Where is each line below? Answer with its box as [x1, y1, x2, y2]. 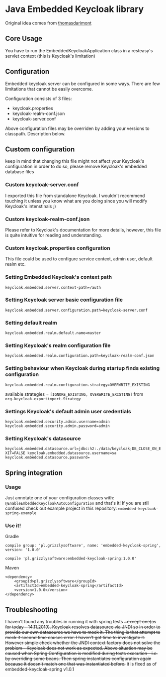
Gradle [5, 534, 19, 540]
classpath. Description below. [5, 130, 66, 136]
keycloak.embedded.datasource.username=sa [27, 451, 117, 456]
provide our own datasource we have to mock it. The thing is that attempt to [5, 629, 161, 635]
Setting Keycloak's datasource [5, 435, 81, 442]
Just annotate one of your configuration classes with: [5, 495, 114, 501]
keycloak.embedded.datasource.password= [5, 455, 90, 460]
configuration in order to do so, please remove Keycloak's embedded [5, 163, 147, 170]
